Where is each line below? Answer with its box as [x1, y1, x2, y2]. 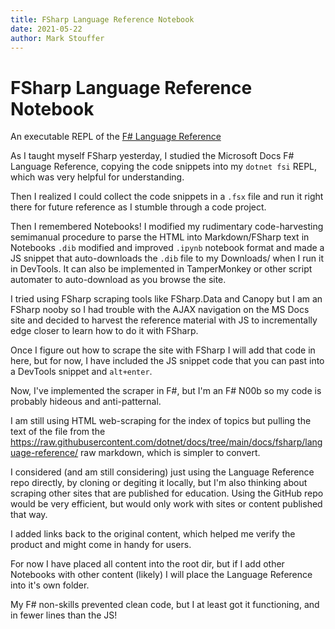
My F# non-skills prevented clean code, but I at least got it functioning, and [10, 599, 320, 611]
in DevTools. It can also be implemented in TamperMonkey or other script [10, 263, 313, 275]
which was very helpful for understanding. [10, 171, 185, 183]
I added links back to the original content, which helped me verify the [10, 528, 296, 540]
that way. [10, 509, 48, 521]
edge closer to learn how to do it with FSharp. [10, 325, 199, 337]
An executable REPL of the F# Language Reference [10, 131, 222, 143]
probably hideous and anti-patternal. [10, 396, 162, 408]
